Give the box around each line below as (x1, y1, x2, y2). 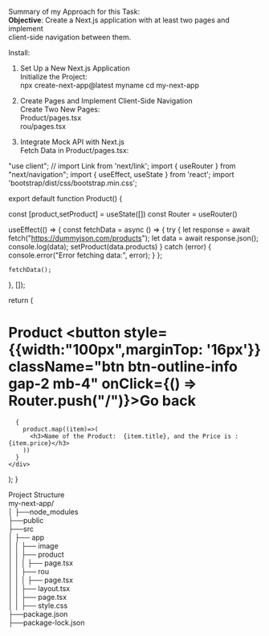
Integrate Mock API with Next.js (19, 137, 125, 147)
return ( (8, 296, 34, 305)
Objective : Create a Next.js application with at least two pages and (8, 15, 230, 25)
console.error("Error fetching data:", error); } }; (8, 250, 163, 260)
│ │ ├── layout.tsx (8, 583, 71, 593)
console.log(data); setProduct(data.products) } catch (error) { (8, 242, 212, 251)
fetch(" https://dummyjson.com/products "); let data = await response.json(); (8, 233, 259, 243)
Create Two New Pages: (19, 104, 100, 114)
